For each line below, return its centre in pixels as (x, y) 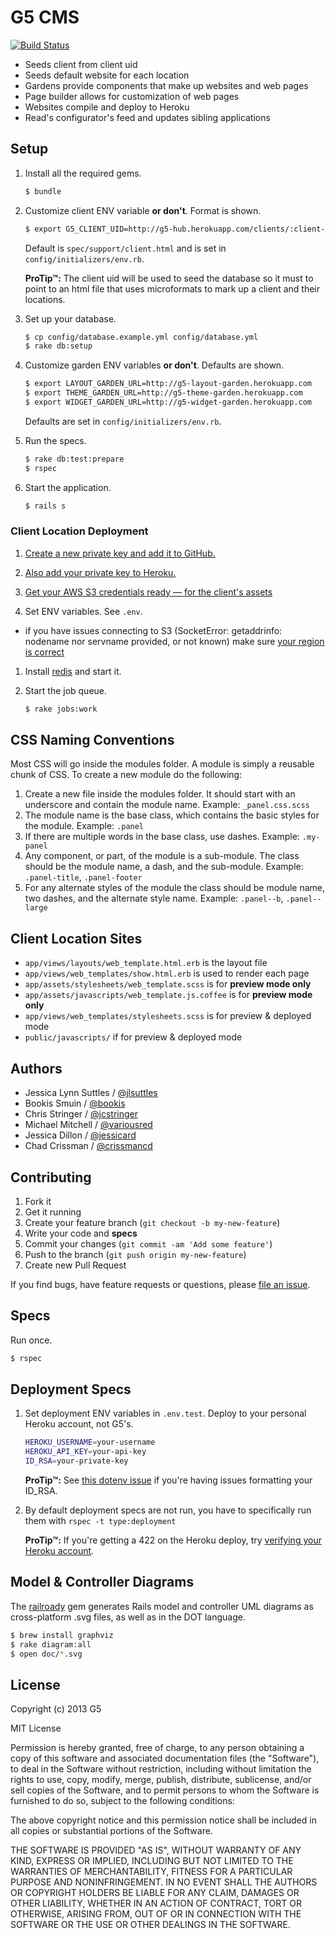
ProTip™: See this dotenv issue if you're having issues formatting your (168, 1480)
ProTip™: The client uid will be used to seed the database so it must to (169, 278)
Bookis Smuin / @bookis (75, 1103)
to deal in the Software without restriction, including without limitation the (161, 1769)
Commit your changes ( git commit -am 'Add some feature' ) (148, 1243)
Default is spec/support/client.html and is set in (125, 248)
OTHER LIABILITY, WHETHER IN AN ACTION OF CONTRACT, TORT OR (156, 1903)
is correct (44, 652)
